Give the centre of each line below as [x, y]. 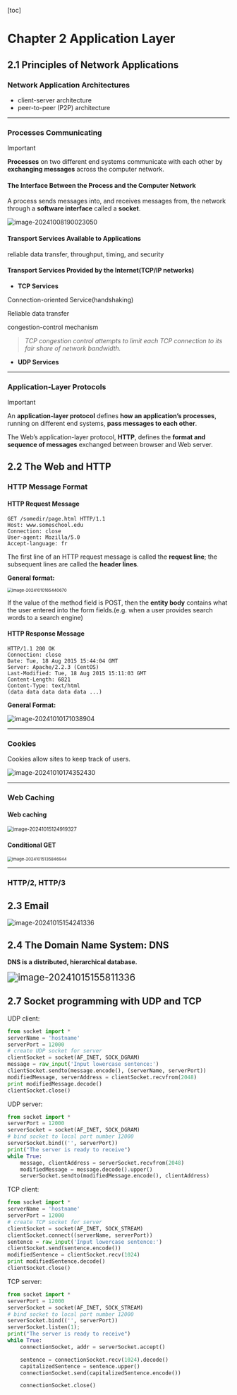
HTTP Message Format [48, 487]
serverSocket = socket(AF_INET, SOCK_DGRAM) [74, 1130]
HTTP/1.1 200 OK [31, 648]
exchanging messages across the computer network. [86, 170]
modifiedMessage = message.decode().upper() [86, 1169]
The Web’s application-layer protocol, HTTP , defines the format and [107, 437]
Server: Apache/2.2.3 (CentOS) [53, 667]
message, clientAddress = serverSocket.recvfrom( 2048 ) [102, 1163]
